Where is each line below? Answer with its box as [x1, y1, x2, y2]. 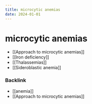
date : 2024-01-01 [5, 12, 41, 17]
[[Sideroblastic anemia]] [12, 65, 61, 71]
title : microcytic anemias [5, 7, 61, 12]
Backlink [5, 77, 26, 84]
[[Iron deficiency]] [12, 54, 49, 60]
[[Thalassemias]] [12, 59, 47, 65]
